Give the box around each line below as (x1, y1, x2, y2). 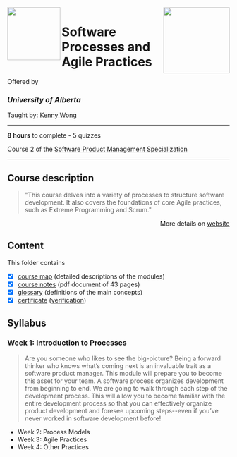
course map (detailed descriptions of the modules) (17, 272, 165, 281)
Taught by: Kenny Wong (7, 111, 78, 119)
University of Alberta (7, 95, 81, 104)
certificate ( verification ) (17, 296, 87, 305)
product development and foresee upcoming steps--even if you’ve (24, 406, 219, 415)
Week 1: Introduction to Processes (7, 338, 127, 348)
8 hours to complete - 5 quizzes (7, 131, 101, 140)
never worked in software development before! (24, 414, 162, 422)
